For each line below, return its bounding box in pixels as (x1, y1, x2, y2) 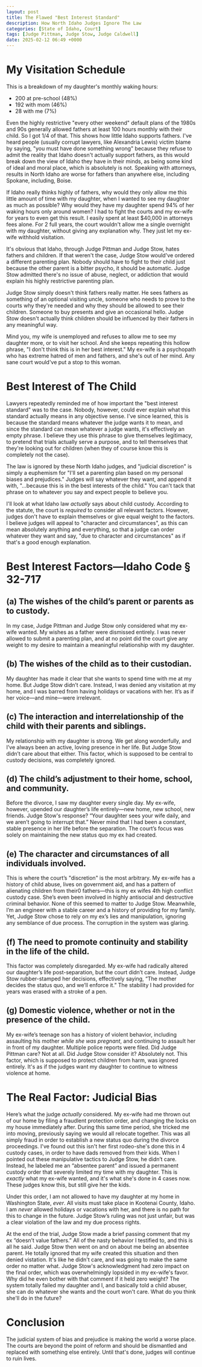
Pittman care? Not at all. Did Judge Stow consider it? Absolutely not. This (6, 1050, 188, 1057)
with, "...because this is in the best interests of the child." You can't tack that (6, 481, 195, 489)
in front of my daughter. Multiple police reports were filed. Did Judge (6, 1043, 177, 1051)
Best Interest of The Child (6, 380, 137, 393)
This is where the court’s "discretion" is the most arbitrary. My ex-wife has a (6, 874, 195, 882)
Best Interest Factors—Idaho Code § (6, 560, 191, 574)
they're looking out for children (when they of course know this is (6, 445, 169, 452)
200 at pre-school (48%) (14, 94, 77, 101)
